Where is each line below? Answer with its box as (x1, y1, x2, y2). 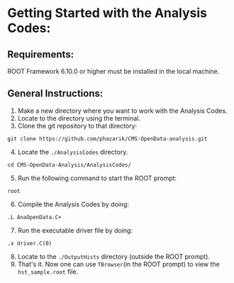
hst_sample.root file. (17, 267, 79, 276)
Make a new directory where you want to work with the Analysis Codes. (17, 106, 228, 115)
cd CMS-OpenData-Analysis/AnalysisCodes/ (7, 161, 132, 168)
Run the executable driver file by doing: (17, 226, 133, 235)
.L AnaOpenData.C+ (7, 213, 62, 221)
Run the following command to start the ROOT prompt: (17, 174, 177, 182)
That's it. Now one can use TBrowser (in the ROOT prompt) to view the (17, 260, 220, 268)
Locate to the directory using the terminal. (17, 113, 140, 122)
